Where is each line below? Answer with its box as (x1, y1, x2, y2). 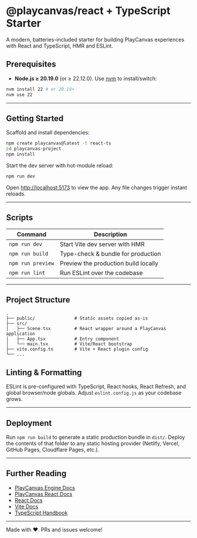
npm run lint (9, 269, 46, 276)
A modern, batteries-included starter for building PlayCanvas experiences (6, 36, 185, 43)
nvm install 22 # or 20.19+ (6, 86, 75, 92)
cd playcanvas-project (6, 146, 62, 152)
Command (16, 230, 47, 238)
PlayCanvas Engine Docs (14, 484, 75, 491)
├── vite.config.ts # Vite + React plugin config (6, 347, 148, 352)
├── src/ (6, 321, 28, 327)
